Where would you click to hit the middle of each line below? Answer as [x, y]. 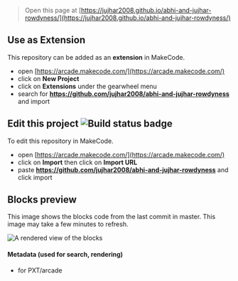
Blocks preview [42, 200]
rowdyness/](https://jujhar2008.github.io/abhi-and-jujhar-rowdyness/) [128, 18]
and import [34, 101]
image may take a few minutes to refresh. [68, 224]
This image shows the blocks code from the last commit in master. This [112, 217]
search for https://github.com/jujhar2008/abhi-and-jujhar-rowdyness [123, 94]
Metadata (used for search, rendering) [65, 255]
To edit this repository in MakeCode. [60, 141]
